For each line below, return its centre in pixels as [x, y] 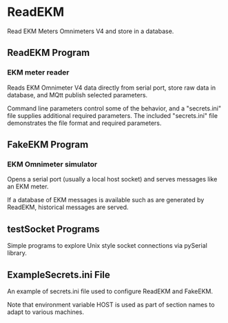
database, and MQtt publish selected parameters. [77, 95]
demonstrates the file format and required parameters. [84, 123]
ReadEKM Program [49, 53]
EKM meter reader [38, 72]
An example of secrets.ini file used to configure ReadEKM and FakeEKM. [110, 291]
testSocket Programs [53, 229]
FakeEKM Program [48, 145]
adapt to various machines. [46, 312]
